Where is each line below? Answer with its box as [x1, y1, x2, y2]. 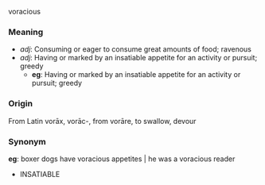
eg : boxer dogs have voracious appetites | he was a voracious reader [8, 154, 236, 164]
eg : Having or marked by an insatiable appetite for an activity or [31, 70, 241, 79]
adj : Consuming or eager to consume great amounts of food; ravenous [19, 44, 252, 54]
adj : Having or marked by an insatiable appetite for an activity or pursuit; [19, 53, 258, 63]
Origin [8, 98, 33, 110]
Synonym [8, 136, 46, 147]
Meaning [8, 26, 44, 37]
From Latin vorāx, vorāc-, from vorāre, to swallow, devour [8, 116, 197, 125]
